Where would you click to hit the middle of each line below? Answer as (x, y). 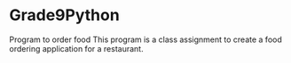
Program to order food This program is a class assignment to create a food (145, 39)
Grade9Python (64, 15)
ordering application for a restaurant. (76, 48)
